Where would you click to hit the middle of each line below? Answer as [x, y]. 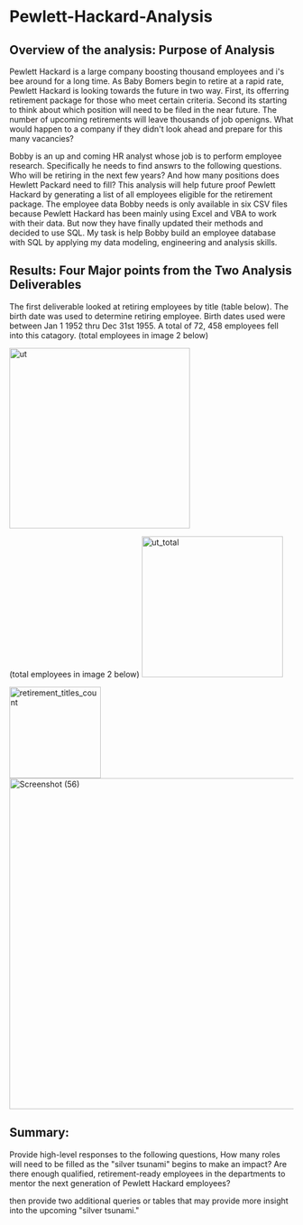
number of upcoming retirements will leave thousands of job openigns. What [151, 120]
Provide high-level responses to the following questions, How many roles [145, 1154]
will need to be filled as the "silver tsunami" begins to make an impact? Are [148, 1164]
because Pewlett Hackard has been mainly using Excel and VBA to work [143, 213]
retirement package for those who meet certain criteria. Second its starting [148, 100]
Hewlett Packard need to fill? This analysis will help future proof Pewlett [142, 185]
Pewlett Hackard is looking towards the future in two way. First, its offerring [149, 91]
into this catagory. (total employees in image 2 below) [109, 335]
